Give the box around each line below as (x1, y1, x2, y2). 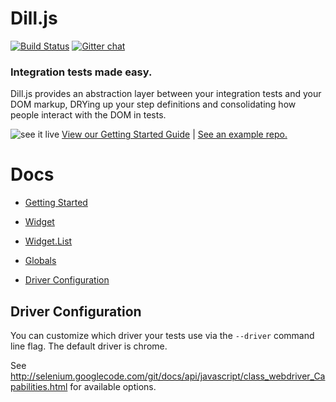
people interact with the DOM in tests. (10, 109, 167, 121)
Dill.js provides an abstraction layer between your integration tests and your (10, 88, 322, 100)
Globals (24, 255, 57, 267)
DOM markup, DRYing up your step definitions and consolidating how (10, 98, 297, 111)
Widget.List (24, 235, 73, 247)
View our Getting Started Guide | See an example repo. (61, 128, 288, 141)
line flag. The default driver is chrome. (10, 340, 168, 352)
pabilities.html (10, 380, 68, 392)
